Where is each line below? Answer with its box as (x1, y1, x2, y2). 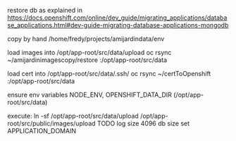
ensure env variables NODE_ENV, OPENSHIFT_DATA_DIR (7, 91, 173, 99)
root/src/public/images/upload (7, 119, 97, 128)
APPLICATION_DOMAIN (7, 127, 76, 135)
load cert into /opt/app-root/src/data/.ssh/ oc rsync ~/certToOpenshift (7, 70, 211, 78)
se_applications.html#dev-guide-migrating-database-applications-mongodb (7, 21, 229, 29)
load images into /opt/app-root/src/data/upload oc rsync (7, 49, 172, 56)
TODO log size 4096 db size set (97, 119, 190, 128)
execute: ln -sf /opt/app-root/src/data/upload (7, 112, 139, 120)
